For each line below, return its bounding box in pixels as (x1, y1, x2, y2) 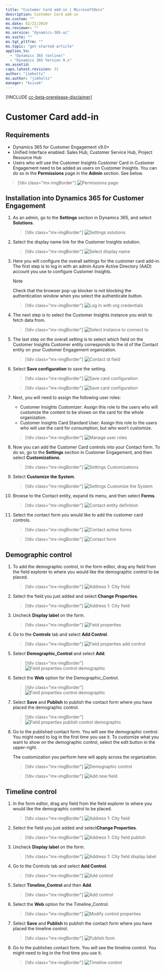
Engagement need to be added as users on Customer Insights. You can (12, 165, 157, 171)
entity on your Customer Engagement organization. (12, 347, 117, 353)
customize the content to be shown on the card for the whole (20, 410, 144, 416)
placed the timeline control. (12, 926, 68, 932)
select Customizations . (12, 454, 61, 461)
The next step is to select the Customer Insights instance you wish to (12, 312, 153, 318)
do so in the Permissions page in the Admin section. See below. (12, 170, 143, 176)
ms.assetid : (5, 62, 30, 67)
